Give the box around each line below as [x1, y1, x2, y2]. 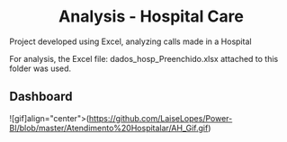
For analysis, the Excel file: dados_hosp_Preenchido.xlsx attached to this [9, 53, 279, 64]
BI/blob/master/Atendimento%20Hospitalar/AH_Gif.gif [9, 122, 209, 133]
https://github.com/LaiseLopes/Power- [88, 112, 233, 123]
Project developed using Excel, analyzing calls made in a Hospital [9, 36, 252, 47]
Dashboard [9, 89, 73, 104]
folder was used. [9, 63, 72, 74]
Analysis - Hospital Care [58, 6, 245, 27]
